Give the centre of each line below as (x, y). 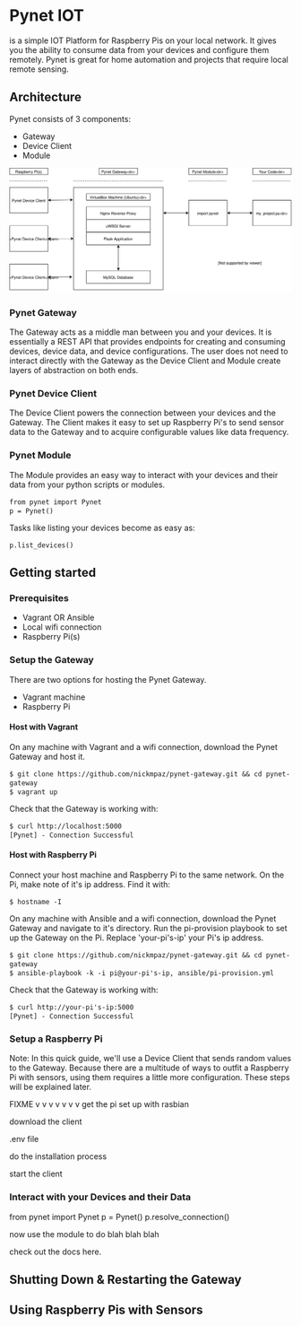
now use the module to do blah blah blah (84, 1234)
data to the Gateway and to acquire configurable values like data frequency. (149, 432)
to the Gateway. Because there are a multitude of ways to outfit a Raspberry (149, 1068)
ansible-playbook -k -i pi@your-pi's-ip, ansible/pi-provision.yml (146, 973)
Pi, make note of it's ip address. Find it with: (90, 884)
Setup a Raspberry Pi (56, 1039)
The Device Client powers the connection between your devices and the (142, 413)
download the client (46, 1121)
